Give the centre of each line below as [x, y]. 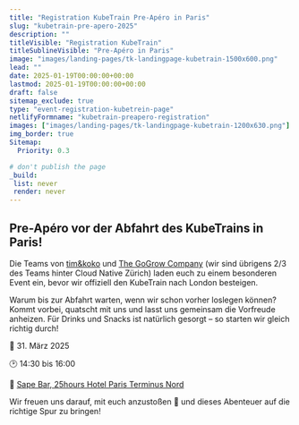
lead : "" [26, 68]
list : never [35, 183]
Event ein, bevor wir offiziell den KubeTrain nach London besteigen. [134, 282]
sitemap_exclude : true [51, 101]
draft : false [34, 92]
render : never [39, 192]
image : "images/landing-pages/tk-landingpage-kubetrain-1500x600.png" [144, 59]
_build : [24, 175]
